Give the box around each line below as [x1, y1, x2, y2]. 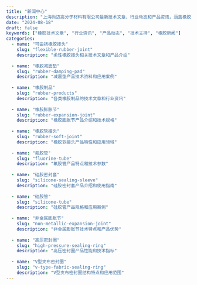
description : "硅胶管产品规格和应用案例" [16, 204, 108, 211]
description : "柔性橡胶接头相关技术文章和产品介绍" [16, 52, 131, 58]
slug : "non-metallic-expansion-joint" [16, 221, 111, 226]
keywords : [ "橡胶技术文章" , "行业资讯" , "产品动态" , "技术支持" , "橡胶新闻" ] [6, 30, 181, 36]
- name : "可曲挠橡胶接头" [11, 42, 69, 47]
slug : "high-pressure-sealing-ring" [16, 242, 107, 249]
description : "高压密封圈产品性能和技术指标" [16, 248, 117, 254]
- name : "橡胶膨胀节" [11, 107, 60, 112]
